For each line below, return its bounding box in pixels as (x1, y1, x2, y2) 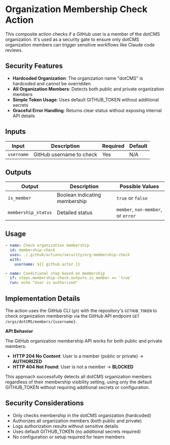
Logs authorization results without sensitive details (12, 423, 119, 429)
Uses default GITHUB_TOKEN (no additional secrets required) (12, 428, 141, 434)
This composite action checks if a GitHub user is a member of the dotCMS (5, 31, 160, 37)
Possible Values (119, 183, 159, 190)
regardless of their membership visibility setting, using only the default (5, 379, 153, 385)
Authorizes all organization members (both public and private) (12, 418, 142, 424)
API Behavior (5, 328, 33, 334)
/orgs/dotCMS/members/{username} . (5, 318, 77, 324)
